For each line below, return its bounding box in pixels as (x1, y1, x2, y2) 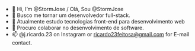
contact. (11, 39, 33, 46)
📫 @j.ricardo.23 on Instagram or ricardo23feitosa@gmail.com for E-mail (11, 31, 190, 38)
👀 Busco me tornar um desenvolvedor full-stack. (11, 12, 130, 19)
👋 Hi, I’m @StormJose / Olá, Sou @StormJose (11, 6, 124, 12)
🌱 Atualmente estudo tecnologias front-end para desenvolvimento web (11, 18, 185, 25)
